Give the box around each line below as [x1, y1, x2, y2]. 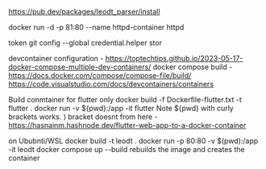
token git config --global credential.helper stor [8, 38, 163, 47]
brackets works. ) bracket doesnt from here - [8, 112, 159, 122]
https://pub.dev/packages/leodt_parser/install [8, 7, 160, 16]
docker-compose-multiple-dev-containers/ [8, 62, 152, 72]
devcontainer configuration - [8, 54, 104, 63]
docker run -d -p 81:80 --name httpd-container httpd [8, 23, 185, 31]
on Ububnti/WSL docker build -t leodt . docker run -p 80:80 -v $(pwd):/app [8, 136, 259, 146]
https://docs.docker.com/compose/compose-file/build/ [8, 71, 192, 80]
